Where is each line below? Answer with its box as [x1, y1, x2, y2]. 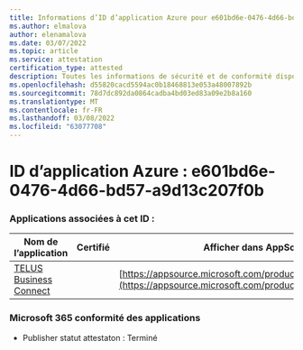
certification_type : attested [9, 64, 124, 73]
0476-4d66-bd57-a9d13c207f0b [9, 180, 264, 201]
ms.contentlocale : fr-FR [9, 106, 103, 115]
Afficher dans [202, 241, 264, 253]
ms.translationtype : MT [9, 97, 99, 106]
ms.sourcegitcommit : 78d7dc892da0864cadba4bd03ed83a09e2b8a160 [9, 88, 252, 97]
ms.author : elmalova [9, 22, 87, 31]
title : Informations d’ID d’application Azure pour [9, 13, 207, 23]
